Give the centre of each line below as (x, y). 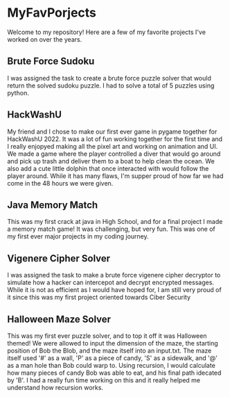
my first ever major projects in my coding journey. (78, 236)
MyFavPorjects (52, 13)
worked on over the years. (45, 39)
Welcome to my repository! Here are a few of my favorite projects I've (107, 32)
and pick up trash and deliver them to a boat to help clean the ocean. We (111, 161)
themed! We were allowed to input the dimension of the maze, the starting (113, 343)
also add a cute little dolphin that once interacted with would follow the (108, 168)
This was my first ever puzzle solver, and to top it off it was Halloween (107, 336)
